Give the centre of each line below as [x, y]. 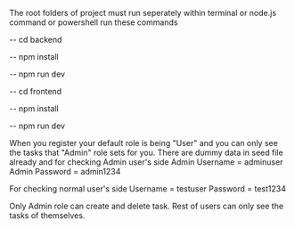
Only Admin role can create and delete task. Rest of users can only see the [146, 206]
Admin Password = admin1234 [65, 171]
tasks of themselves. [47, 216]
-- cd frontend [36, 91]
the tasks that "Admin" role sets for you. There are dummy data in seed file [146, 152]
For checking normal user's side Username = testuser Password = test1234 [148, 189]
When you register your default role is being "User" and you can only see [143, 143]
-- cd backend [36, 40]
